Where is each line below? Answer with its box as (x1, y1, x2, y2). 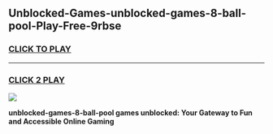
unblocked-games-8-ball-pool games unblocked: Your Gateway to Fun (8, 107, 253, 117)
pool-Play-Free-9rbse (8, 19, 122, 33)
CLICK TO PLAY (8, 44, 71, 55)
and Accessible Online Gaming (8, 116, 115, 126)
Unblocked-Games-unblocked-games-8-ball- (8, 6, 246, 20)
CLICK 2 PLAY (8, 74, 65, 85)
